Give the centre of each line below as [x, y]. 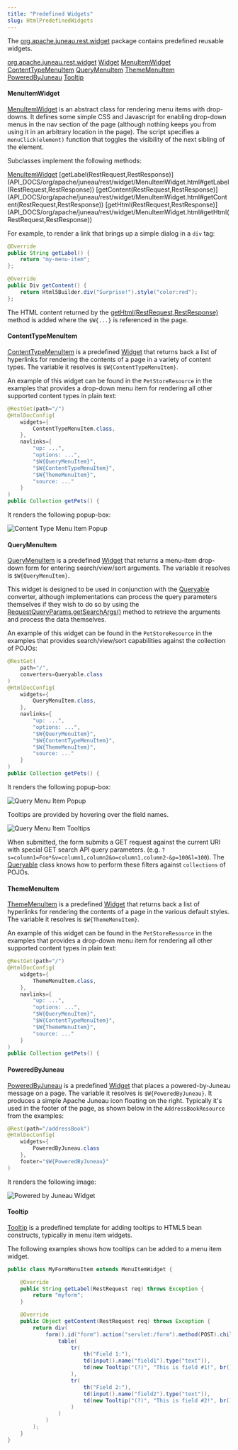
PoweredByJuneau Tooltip [46, 77]
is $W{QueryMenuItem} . [39, 576]
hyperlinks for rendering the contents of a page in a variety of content [109, 359]
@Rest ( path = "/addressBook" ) [49, 1128]
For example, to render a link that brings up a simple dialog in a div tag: [111, 233]
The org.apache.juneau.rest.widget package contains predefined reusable [116, 40]
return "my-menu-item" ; [55, 260]
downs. [18, 116]
